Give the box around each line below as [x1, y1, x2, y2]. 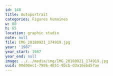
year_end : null [5, 53, 37, 59]
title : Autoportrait [5, 12, 48, 17]
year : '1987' [5, 44, 32, 49]
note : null [5, 35, 28, 40]
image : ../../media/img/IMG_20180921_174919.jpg [5, 58, 108, 63]
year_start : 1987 [5, 49, 41, 54]
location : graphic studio [5, 30, 59, 35]
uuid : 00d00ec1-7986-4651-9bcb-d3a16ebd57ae [5, 63, 99, 68]
